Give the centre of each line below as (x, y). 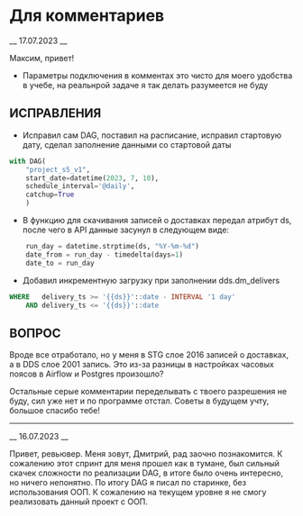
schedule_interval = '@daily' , (80, 186)
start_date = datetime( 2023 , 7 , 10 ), (92, 178)
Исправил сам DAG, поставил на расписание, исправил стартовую (152, 135)
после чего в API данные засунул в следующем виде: (126, 230)
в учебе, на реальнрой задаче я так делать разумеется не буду (145, 85)
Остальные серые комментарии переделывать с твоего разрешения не (148, 392)
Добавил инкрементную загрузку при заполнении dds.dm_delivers (151, 280)
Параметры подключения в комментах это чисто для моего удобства (157, 75)
